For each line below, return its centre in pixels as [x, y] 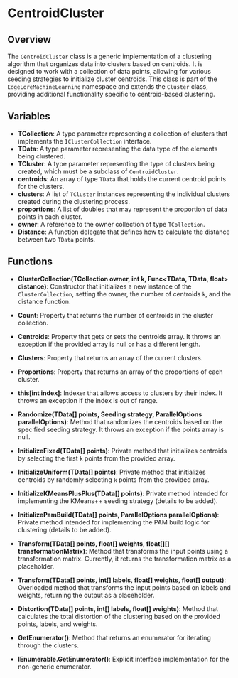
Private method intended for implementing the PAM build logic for [113, 522]
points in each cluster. [50, 216]
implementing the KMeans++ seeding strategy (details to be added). [118, 501]
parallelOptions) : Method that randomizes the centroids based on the [120, 421]
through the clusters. [48, 645]
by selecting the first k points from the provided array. [96, 458]
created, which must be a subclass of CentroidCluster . [98, 171]
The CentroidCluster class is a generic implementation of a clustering [109, 56]
